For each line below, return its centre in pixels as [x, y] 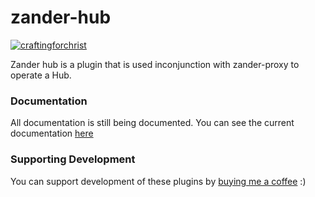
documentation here [52, 133]
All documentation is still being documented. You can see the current [152, 123]
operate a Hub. [41, 75]
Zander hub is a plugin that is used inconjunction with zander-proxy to [155, 64]
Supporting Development [73, 159]
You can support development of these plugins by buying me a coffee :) [158, 181]
